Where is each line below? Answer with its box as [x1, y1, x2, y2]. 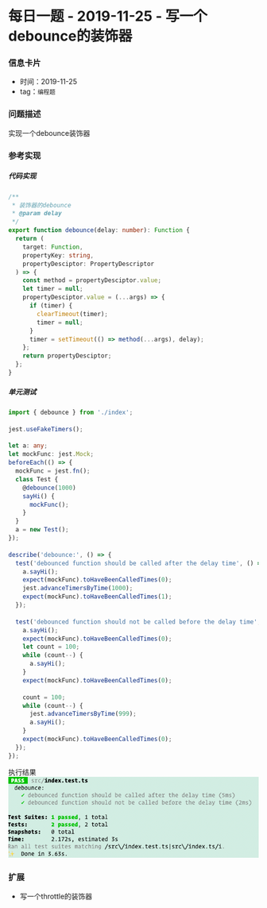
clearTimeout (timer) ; [37, 310, 109, 318]
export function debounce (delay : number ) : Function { [8, 226, 191, 234]
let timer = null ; [22, 285, 83, 293]
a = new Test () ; [15, 526, 69, 534]
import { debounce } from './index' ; [8, 408, 133, 416]
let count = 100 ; [22, 643, 80, 651]
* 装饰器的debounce [11, 201, 72, 209]
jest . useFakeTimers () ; [8, 425, 83, 433]
